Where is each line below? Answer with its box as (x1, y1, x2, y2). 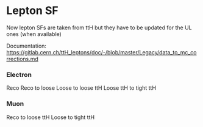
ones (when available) (6, 30, 62, 37)
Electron (6, 70, 32, 79)
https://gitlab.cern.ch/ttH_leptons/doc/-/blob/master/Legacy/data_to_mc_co (6, 48, 197, 56)
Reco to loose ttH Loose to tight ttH (6, 114, 95, 121)
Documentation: (6, 42, 47, 49)
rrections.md (6, 55, 38, 62)
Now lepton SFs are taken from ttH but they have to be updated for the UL (6, 24, 192, 31)
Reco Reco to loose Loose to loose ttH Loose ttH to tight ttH (6, 84, 157, 92)
